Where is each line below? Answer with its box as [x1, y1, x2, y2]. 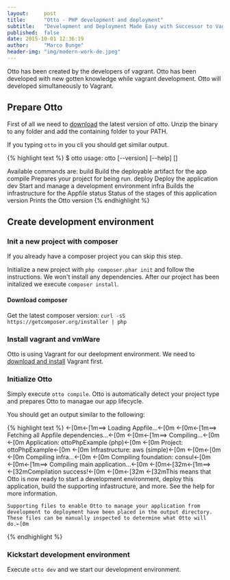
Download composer [7, 296, 68, 304]
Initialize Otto [7, 374, 53, 384]
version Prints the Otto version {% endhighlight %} [7, 196, 150, 205]
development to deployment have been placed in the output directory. [7, 509, 213, 515]
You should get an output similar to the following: [7, 410, 145, 419]
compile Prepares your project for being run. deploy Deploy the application [7, 174, 218, 183]
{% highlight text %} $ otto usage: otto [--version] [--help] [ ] [7, 154, 178, 162]
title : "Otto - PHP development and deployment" [7, 16, 164, 23]
